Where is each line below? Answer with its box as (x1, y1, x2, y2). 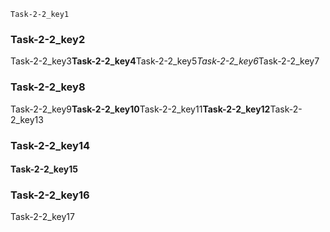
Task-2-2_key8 (10, 80, 86, 94)
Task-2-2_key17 (10, 211, 75, 223)
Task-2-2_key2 (10, 32, 86, 46)
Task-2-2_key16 (10, 188, 90, 202)
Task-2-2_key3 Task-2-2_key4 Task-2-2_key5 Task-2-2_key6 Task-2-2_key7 (10, 55, 320, 67)
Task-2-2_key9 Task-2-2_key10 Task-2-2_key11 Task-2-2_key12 (10, 103, 271, 115)
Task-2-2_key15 (10, 163, 78, 175)
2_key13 (10, 113, 44, 125)
